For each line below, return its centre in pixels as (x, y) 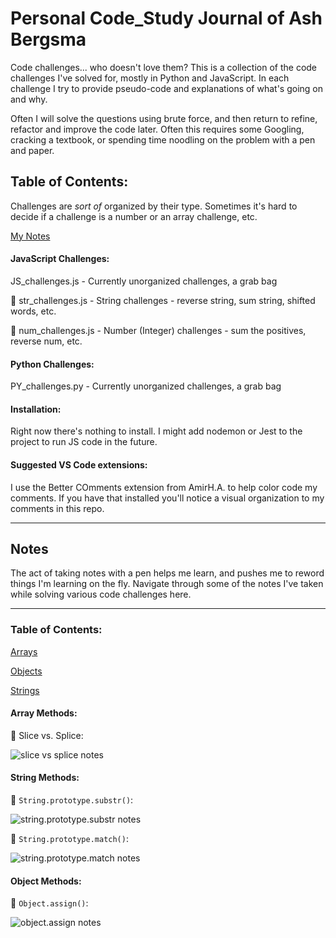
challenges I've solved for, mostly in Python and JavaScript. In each (150, 78)
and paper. (32, 150)
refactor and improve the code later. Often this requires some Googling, (157, 129)
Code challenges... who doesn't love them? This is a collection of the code (164, 67)
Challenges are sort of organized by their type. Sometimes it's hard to (154, 206)
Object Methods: (46, 881)
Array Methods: (44, 713)
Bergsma (48, 39)
